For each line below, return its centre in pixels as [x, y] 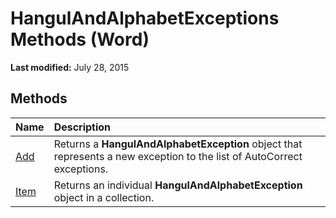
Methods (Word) [80, 39]
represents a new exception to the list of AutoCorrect [178, 156]
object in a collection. [104, 197]
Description [82, 127]
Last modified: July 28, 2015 [70, 67]
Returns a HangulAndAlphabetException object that [178, 144]
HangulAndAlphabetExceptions [145, 18]
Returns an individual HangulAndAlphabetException [178, 185]
